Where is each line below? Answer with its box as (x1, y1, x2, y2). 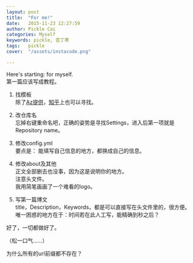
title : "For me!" (6, 15, 53, 21)
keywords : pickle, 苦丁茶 (6, 37, 69, 43)
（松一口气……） (6, 237, 48, 244)
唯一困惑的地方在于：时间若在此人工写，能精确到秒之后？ (15, 211, 160, 218)
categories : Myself (6, 32, 56, 38)
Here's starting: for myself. (6, 71, 73, 78)
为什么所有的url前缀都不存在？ (6, 250, 83, 257)
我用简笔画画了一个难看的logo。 (15, 183, 96, 190)
